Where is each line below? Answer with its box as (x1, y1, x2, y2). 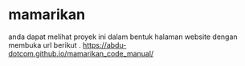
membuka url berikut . (8, 40, 82, 49)
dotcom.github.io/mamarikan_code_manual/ (8, 49, 154, 58)
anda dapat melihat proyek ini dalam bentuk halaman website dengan (8, 32, 239, 41)
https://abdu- (83, 40, 127, 49)
